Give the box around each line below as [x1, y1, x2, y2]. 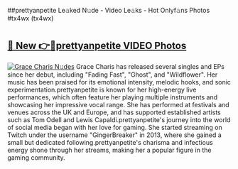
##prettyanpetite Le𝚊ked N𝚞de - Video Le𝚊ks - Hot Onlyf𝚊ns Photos [7, 6, 210, 14]
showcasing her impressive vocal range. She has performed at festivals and [7, 100, 229, 109]
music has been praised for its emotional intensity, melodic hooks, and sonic [7, 77, 231, 86]
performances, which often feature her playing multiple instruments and [7, 92, 218, 102]
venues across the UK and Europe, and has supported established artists [7, 108, 222, 116]
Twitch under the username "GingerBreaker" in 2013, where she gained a [7, 131, 222, 139]
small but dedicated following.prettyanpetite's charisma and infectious [7, 138, 213, 146]
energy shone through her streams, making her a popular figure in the [7, 146, 212, 154]
